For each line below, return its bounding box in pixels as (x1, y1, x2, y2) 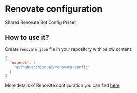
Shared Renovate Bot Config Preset (5, 19, 76, 25)
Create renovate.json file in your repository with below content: (5, 46, 133, 52)
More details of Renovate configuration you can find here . (5, 82, 120, 88)
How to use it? (5, 33, 49, 42)
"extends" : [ (9, 60, 36, 65)
